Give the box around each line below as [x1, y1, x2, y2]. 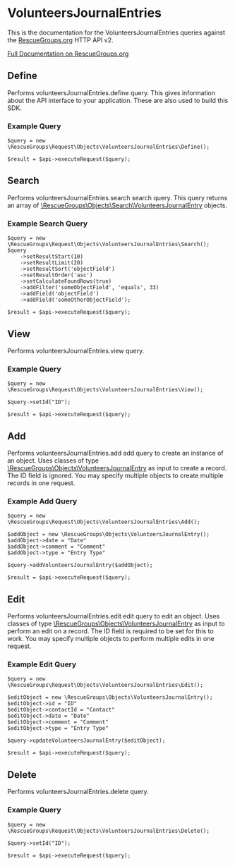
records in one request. [7, 479, 76, 487]
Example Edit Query [7, 659, 77, 669]
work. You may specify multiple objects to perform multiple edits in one [7, 635, 215, 643]
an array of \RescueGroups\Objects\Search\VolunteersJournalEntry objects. [7, 201, 228, 209]
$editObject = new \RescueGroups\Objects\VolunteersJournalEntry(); [7, 694, 213, 701]
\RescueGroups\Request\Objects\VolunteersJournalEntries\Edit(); [7, 682, 203, 689]
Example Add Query [7, 496, 78, 506]
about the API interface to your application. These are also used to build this [7, 96, 229, 104]
